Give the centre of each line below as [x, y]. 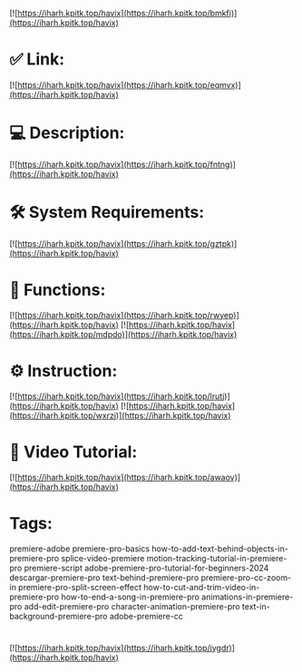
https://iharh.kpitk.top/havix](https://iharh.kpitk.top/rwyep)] [129, 315]
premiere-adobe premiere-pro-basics [80, 549]
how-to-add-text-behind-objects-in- [220, 549]
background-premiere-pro [58, 616]
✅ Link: [37, 59]
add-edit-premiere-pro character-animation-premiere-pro [132, 606]
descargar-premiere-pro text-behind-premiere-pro [104, 577]
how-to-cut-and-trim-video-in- [202, 587]
